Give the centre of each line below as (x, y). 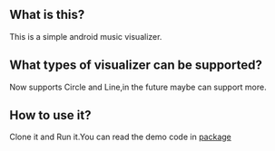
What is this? (47, 15)
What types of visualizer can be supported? (136, 66)
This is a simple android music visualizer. (86, 36)
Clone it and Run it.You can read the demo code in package (120, 137)
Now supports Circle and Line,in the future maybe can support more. (138, 87)
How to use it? (50, 115)
